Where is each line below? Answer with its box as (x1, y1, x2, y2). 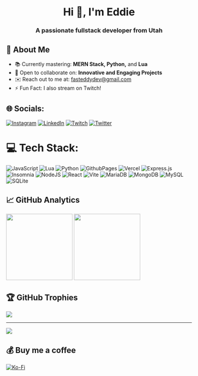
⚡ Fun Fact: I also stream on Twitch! (14, 84, 101, 91)
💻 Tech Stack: (6, 141, 79, 154)
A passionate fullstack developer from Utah (35, 27, 163, 35)
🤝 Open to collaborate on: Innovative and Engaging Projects (14, 69, 163, 76)
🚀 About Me (6, 44, 50, 55)
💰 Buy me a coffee (6, 345, 77, 355)
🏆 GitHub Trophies (6, 292, 78, 302)
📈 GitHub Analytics (6, 195, 80, 205)
